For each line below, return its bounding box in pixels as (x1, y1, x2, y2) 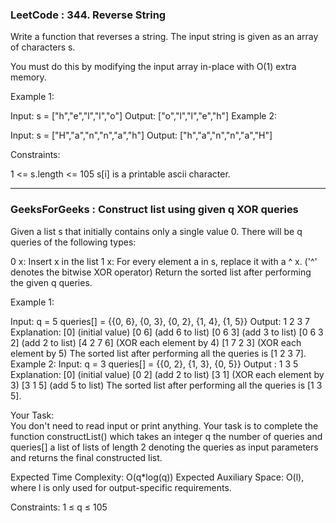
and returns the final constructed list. (10, 451, 163, 463)
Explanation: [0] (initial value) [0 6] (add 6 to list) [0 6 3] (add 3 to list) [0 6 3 (10, 326, 324, 338)
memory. (10, 71, 47, 83)
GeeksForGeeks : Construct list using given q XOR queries (10, 203, 299, 217)
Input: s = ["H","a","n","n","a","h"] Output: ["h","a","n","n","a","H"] (10, 129, 273, 142)
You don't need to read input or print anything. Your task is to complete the (10, 419, 319, 432)
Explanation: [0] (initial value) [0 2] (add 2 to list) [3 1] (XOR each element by (10, 368, 325, 380)
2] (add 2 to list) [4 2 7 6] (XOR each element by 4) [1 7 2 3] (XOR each (10, 336, 302, 348)
